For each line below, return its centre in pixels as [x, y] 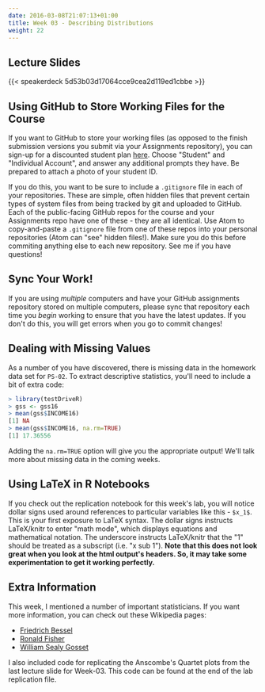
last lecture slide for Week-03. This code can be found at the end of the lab [131, 671]
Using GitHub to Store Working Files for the [117, 107]
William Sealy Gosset [54, 647]
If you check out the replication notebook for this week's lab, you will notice [131, 503]
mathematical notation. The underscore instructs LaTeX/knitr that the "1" [126, 537]
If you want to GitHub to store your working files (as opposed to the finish [128, 138]
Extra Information [52, 587]
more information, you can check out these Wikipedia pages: [108, 614]
